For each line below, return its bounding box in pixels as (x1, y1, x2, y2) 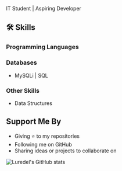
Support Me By (6, 117, 62, 127)
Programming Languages (6, 43, 80, 51)
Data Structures (14, 99, 52, 107)
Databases (6, 58, 37, 67)
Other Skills (6, 86, 40, 95)
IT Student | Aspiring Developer (6, 5, 81, 12)
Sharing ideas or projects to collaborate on (14, 147, 117, 154)
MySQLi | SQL (14, 72, 48, 79)
